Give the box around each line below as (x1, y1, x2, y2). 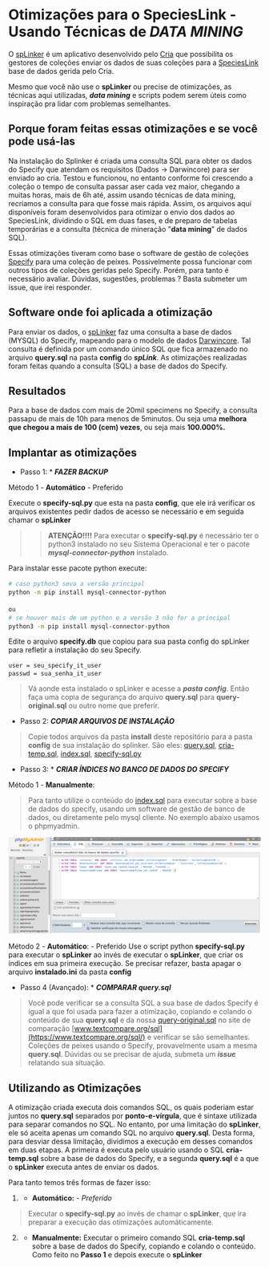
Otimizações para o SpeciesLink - (8, 6, 237, 24)
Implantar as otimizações (8, 445, 138, 459)
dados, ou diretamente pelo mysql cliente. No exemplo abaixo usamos (27, 813, 260, 822)
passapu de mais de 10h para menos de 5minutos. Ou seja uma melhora (8, 414, 247, 424)
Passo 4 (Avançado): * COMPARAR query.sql (19, 983, 171, 993)
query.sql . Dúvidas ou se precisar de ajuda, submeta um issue (27, 1050, 236, 1059)
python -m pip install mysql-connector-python (8, 588, 167, 597)
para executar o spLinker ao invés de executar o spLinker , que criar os (8, 950, 243, 960)
